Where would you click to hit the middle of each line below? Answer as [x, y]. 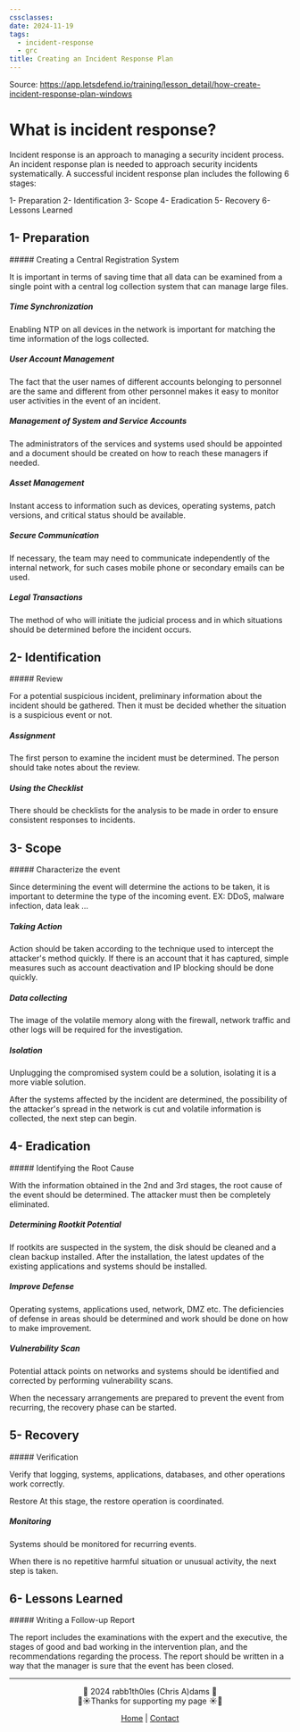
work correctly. [37, 1484]
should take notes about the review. [75, 768]
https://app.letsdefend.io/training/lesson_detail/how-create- [150, 84]
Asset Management [47, 483]
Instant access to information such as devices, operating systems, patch [142, 505]
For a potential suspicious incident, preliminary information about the [136, 696]
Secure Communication [54, 536]
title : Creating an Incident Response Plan [92, 59]
